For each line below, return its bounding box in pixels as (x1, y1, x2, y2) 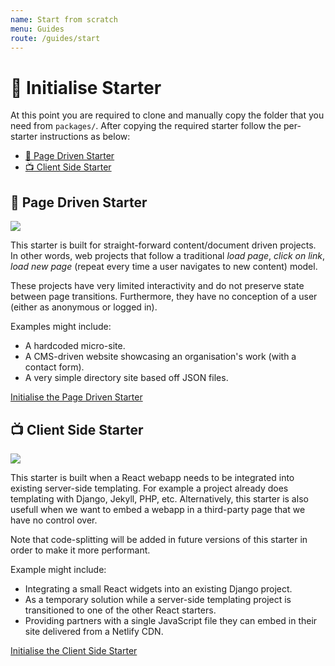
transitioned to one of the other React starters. (24, 604, 217, 616)
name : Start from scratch (10, 14, 118, 25)
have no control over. (10, 514, 98, 526)
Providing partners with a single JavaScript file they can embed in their (24, 614, 318, 626)
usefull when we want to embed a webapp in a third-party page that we (10, 503, 306, 515)
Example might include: (10, 563, 107, 575)
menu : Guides (10, 24, 65, 34)
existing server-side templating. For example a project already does (10, 482, 289, 494)
